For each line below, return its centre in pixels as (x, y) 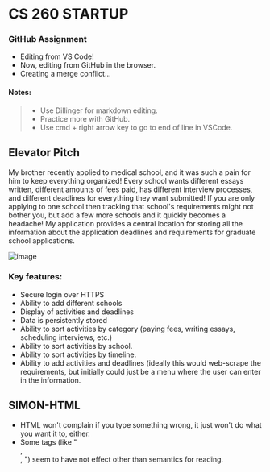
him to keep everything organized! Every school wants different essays (126, 180)
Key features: (35, 277)
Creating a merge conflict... (65, 74)
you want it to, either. (55, 433)
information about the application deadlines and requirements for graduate (132, 232)
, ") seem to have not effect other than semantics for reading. (122, 459)
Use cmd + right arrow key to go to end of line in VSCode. (136, 127)
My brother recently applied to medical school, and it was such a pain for (130, 172)
